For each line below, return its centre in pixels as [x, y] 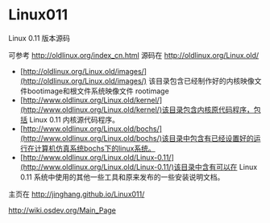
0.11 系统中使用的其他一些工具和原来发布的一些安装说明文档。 [122, 177]
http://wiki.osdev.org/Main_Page [62, 210]
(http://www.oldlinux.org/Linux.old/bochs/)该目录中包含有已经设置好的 [137, 138]
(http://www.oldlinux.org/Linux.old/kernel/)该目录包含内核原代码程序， [137, 109]
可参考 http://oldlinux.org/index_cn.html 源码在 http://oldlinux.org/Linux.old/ [134, 55]
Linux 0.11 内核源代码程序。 [74, 119]
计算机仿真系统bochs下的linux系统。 [95, 148]
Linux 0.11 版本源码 [39, 38]
